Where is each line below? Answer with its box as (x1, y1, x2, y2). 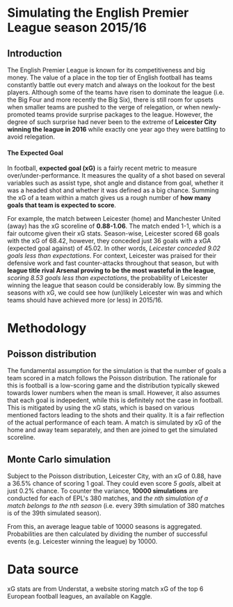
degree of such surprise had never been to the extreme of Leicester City (7, 118, 217, 126)
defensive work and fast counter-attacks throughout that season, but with (7, 259, 219, 268)
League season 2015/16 (7, 20, 147, 36)
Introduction (7, 47, 63, 59)
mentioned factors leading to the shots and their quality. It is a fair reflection (7, 411, 225, 420)
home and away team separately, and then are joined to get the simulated (7, 426, 218, 434)
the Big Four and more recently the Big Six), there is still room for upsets (7, 95, 214, 104)
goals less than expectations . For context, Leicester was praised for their (7, 252, 217, 260)
